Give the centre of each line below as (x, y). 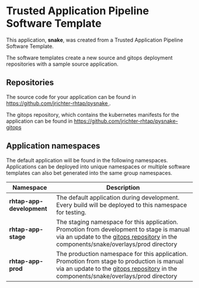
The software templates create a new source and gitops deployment (89, 57)
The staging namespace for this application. (117, 222)
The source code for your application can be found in (71, 97)
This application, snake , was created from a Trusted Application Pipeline (95, 40)
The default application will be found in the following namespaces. (87, 160)
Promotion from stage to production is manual (120, 261)
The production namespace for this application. (122, 254)
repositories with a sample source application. (62, 64)
